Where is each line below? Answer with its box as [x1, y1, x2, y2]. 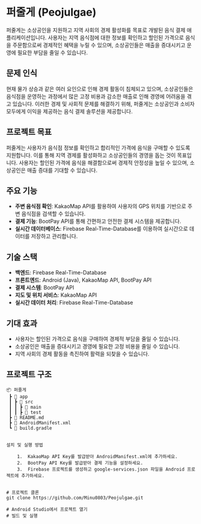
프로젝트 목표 [6, 127, 52, 137]
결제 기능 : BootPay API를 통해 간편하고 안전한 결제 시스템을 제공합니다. [14, 218, 182, 225]
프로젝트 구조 [6, 369, 52, 380]
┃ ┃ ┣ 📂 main [8, 404, 42, 410]
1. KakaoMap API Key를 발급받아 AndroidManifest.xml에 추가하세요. [17, 453, 178, 459]
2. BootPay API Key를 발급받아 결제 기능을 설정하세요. [17, 460, 143, 466]
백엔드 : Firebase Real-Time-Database [14, 269, 107, 276]
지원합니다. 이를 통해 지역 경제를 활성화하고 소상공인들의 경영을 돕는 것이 [6, 151, 176, 159]
